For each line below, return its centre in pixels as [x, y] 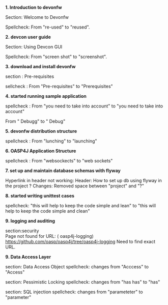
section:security [22, 231]
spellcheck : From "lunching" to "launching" [51, 141]
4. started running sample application [46, 96]
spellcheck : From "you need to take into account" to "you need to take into [84, 106]
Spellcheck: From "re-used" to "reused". [48, 27]
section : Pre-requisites [30, 76]
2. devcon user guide [28, 37]
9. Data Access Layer [28, 257]
